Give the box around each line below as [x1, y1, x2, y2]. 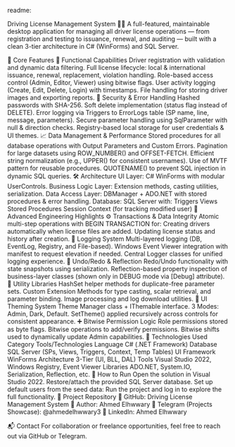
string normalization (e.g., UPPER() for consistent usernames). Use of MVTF [7, 157, 228, 165]
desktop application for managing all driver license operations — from [7, 28, 210, 35]
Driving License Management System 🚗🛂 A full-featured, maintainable [7, 20, 210, 28]
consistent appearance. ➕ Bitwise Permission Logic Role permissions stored [7, 317, 229, 326]
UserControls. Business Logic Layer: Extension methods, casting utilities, [7, 182, 219, 190]
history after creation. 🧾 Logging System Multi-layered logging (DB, [7, 234, 203, 243]
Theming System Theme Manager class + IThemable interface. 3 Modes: [7, 302, 220, 310]
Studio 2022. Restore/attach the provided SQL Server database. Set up [7, 378, 213, 386]
